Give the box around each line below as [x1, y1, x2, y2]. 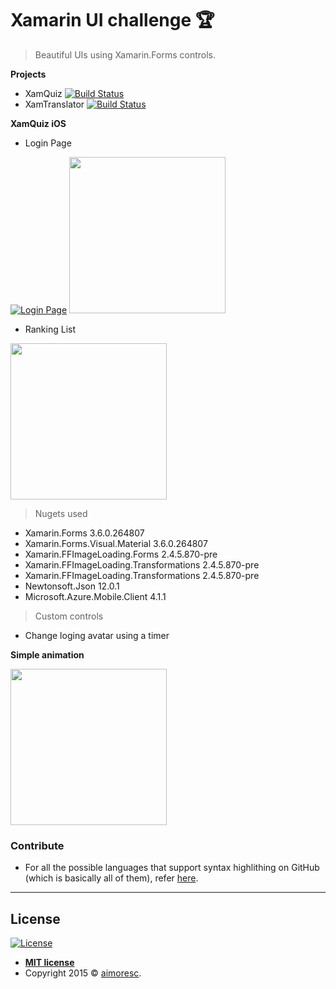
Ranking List [24, 323, 77, 335]
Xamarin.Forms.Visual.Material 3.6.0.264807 [24, 537, 208, 549]
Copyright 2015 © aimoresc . [24, 967, 142, 979]
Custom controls [34, 610, 104, 622]
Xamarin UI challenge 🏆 [10, 9, 215, 32]
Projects [10, 68, 47, 80]
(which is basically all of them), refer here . [24, 872, 199, 884]
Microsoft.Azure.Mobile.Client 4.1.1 [24, 590, 167, 602]
